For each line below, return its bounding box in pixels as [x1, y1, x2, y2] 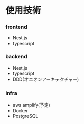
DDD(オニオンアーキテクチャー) [12, 76, 79, 82]
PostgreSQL [12, 113, 38, 119]
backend [5, 53, 27, 60]
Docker [12, 108, 29, 114]
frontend [5, 24, 28, 31]
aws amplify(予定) [12, 102, 51, 108]
